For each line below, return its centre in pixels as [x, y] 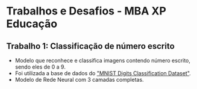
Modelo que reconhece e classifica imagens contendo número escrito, [103, 60]
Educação [32, 24]
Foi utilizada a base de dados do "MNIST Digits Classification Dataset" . [103, 73]
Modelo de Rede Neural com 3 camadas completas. [79, 80]
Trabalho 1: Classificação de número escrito [90, 46]
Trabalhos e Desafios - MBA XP [86, 11]
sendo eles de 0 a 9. [40, 67]
